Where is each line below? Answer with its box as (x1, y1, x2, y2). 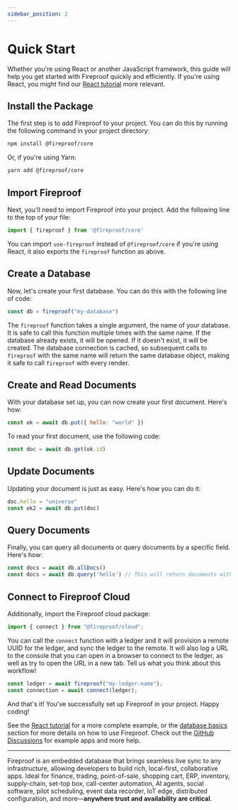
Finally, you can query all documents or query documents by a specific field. (7, 543, 231, 551)
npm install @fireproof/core (7, 140, 93, 148)
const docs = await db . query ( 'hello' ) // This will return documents (7, 571, 217, 578)
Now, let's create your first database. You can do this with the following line (7, 286, 228, 295)
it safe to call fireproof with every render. (7, 358, 130, 367)
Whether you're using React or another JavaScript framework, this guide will (7, 65, 231, 73)
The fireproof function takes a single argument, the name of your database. (7, 320, 230, 329)
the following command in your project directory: (7, 126, 150, 135)
